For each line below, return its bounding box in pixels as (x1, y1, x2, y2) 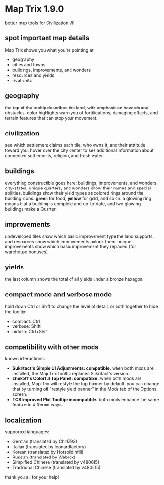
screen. (12, 391, 28, 397)
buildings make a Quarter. (5, 206, 57, 212)
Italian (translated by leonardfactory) (12, 444, 86, 450)
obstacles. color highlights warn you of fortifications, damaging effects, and (5, 109, 158, 116)
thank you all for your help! (5, 474, 59, 480)
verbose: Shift (12, 323, 41, 329)
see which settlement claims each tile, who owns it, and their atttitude (5, 142, 146, 148)
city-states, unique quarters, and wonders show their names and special (5, 185, 151, 191)
